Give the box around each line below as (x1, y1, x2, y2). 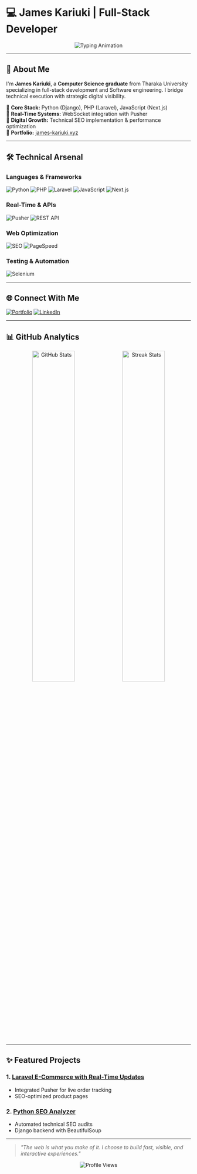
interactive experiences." (20, 1150, 81, 1157)
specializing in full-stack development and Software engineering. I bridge (6, 86, 184, 93)
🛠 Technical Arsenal (6, 152, 83, 162)
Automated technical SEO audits (14, 1120, 93, 1128)
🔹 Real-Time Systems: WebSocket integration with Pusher (6, 110, 148, 117)
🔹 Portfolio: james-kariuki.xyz (6, 129, 79, 136)
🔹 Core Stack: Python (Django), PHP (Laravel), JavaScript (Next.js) (6, 104, 168, 111)
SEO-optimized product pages (14, 1092, 89, 1099)
